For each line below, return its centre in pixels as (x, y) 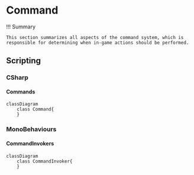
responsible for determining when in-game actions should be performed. (98, 43)
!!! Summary (21, 27)
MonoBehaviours (31, 129)
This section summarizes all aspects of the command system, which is (95, 37)
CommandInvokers (30, 143)
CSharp (17, 77)
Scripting (24, 61)
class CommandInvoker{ (45, 161)
